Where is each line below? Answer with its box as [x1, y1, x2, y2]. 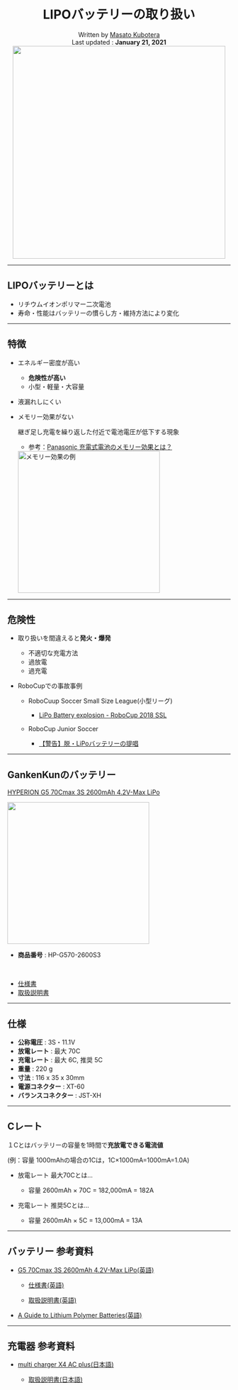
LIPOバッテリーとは [7, 279, 94, 291]
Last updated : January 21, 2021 [72, 38, 166, 46]
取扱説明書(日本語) [28, 1375, 83, 1384]
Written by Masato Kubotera [77, 30, 161, 39]
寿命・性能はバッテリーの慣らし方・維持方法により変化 [17, 308, 179, 317]
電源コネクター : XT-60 [17, 1082, 85, 1091]
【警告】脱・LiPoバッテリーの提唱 [38, 739, 139, 748]
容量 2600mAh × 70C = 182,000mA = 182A [28, 1186, 154, 1194]
